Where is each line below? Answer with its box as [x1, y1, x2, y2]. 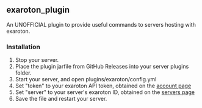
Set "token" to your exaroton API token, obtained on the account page [15, 82, 192, 90]
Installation [6, 42, 41, 51]
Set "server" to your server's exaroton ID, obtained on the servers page [15, 89, 195, 96]
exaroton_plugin [6, 5, 70, 15]
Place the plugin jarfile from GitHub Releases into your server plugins [15, 63, 189, 70]
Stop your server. [15, 56, 59, 64]
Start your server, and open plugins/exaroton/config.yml [15, 76, 157, 83]
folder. [15, 69, 32, 76]
